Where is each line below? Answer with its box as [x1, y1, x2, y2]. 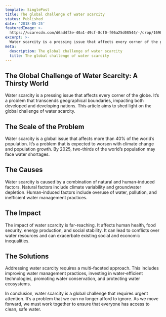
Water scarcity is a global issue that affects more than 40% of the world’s [5, 136, 155, 141]
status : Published [5, 16, 43, 21]
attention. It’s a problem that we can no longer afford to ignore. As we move [5, 296, 159, 302]
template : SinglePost [5, 7, 50, 12]
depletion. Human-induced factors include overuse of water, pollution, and [5, 189, 157, 195]
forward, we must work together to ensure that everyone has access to [5, 301, 150, 307]
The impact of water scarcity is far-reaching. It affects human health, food [5, 222, 156, 228]
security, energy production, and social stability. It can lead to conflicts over [5, 227, 160, 233]
